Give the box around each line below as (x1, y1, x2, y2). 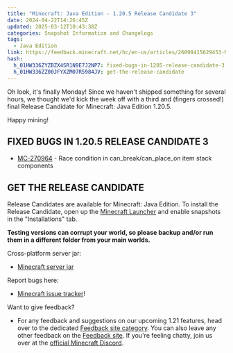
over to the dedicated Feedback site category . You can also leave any (17, 324, 216, 332)
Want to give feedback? (7, 303, 75, 311)
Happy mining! (7, 115, 49, 124)
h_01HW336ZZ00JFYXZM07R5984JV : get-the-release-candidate (13, 68, 185, 75)
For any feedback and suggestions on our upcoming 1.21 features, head (17, 317, 223, 325)
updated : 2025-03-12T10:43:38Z (7, 23, 98, 30)
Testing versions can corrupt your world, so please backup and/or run (7, 229, 214, 237)
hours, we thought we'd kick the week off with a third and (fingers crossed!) (7, 95, 224, 103)
